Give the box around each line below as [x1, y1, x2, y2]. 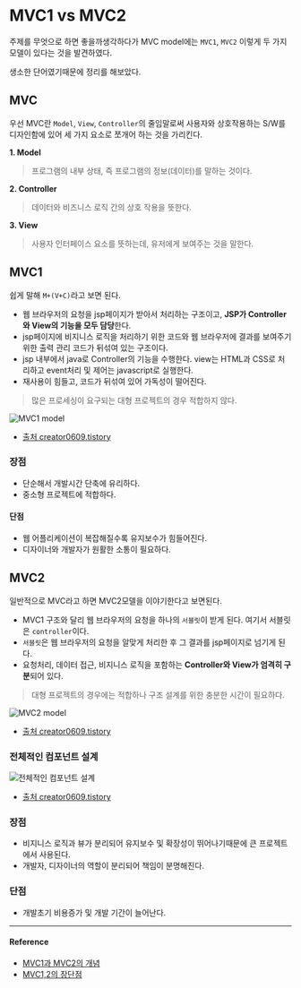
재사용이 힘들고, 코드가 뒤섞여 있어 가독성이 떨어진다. [21, 375, 207, 386]
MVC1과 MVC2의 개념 [21, 958, 100, 968]
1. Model [9, 147, 42, 158]
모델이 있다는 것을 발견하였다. [9, 47, 113, 58]
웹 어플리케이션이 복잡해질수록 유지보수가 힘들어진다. [21, 533, 208, 544]
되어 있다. [30, 670, 64, 681]
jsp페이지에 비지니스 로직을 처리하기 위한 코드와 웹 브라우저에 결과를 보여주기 [21, 331, 292, 341]
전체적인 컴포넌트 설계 [9, 750, 99, 762]
